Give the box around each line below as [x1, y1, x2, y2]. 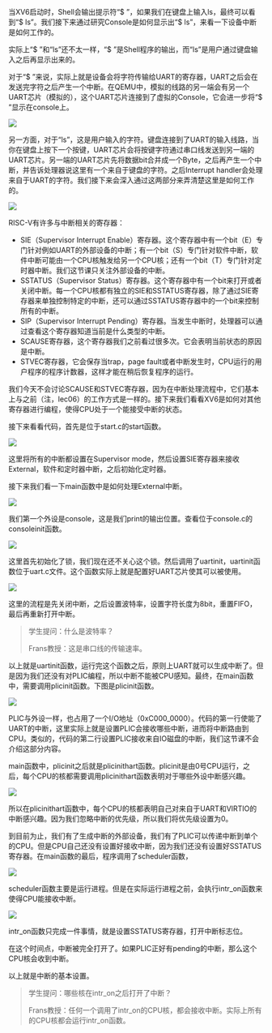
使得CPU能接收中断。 [8, 894, 81, 903]
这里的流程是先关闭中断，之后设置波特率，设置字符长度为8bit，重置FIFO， [8, 599, 257, 608]
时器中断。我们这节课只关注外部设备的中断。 [19, 266, 170, 275]
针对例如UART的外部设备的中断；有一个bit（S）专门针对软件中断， [27, 246, 252, 255]
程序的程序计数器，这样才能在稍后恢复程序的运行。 [27, 367, 198, 376]
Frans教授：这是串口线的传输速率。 [28, 644, 147, 653]
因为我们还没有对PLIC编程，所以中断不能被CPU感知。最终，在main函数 [15, 671, 254, 680]
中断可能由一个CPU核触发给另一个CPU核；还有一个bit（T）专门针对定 [27, 255, 262, 265]
